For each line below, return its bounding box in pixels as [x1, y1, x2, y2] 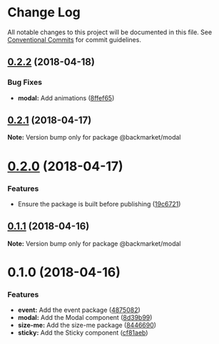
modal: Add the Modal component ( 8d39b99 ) [17, 313, 153, 322]
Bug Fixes [7, 78, 43, 88]
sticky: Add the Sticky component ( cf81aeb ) [17, 328, 148, 337]
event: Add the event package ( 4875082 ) [17, 306, 141, 314]
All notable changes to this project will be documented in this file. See [7, 28, 213, 36]
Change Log [7, 4, 81, 21]
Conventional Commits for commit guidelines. [7, 35, 141, 43]
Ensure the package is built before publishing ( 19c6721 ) [17, 199, 181, 208]
